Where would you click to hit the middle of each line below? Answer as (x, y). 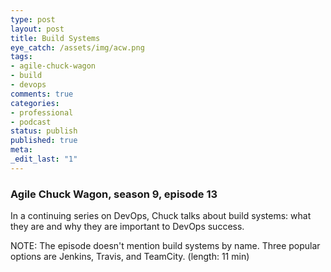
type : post (33, 19)
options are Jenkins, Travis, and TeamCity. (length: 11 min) (130, 257)
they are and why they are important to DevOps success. (127, 227)
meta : (21, 150)
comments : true (42, 94)
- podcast (31, 122)
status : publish (44, 131)
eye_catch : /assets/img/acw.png (77, 47)
